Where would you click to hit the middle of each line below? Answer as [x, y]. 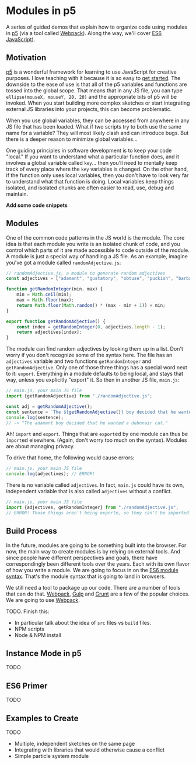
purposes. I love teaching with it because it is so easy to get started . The [93, 78]
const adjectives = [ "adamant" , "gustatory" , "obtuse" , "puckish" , [90, 279]
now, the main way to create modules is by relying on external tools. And [93, 551]
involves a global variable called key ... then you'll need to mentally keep [92, 162]
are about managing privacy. [40, 446]
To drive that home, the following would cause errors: [70, 458]
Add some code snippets [37, 205]
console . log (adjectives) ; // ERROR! [50, 474]
